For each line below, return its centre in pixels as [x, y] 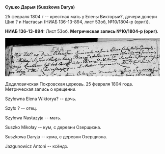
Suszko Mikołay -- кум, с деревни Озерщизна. [53, 127]
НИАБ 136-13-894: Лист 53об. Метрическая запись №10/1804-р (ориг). [82, 31]
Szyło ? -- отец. [21, 108]
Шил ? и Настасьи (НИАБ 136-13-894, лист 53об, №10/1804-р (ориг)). [78, 22]
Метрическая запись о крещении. [41, 89]
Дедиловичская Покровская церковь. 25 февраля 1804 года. [69, 84]
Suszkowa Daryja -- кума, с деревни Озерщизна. [56, 136]
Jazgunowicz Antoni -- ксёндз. [37, 146]
